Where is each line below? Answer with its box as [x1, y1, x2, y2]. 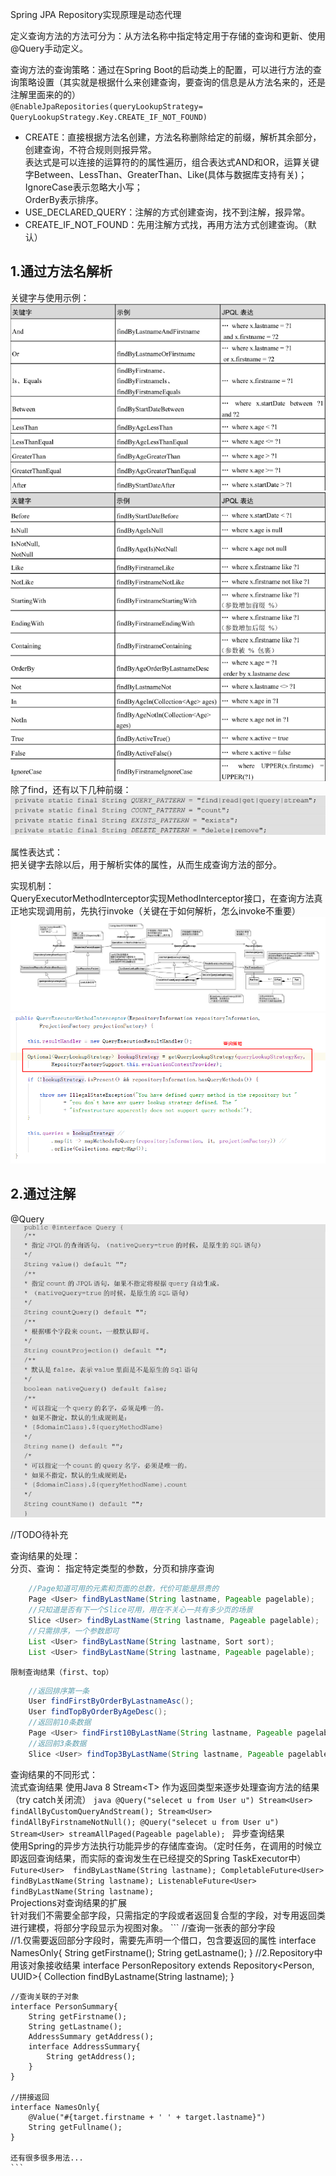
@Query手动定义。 [10, 43, 89, 54]
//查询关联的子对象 [10, 1991, 80, 2002]
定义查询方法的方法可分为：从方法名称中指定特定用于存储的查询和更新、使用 [10, 30, 326, 42]
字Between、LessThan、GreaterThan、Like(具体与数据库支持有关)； [24, 169, 308, 180]
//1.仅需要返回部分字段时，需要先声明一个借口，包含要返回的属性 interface [10, 1934, 317, 1946]
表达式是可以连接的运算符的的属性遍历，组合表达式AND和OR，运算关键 [24, 156, 320, 168]
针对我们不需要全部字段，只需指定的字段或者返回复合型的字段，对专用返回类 [10, 1909, 326, 1921]
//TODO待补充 [10, 1529, 69, 1541]
